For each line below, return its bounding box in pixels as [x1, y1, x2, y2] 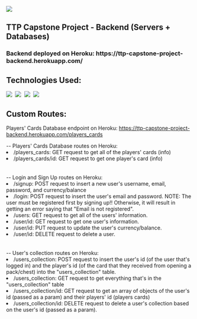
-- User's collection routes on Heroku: [6, 249, 99, 256]
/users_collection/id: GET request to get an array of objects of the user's [14, 287, 190, 294]
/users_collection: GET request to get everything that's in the [14, 275, 162, 282]
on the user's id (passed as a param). [6, 306, 98, 313]
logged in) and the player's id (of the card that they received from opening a [6, 261, 192, 269]
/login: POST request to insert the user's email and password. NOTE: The [14, 193, 192, 200]
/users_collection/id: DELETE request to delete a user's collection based [14, 299, 189, 307]
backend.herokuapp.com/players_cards [6, 130, 103, 138]
